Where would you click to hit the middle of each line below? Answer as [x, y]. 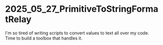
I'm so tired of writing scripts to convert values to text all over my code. [77, 33]
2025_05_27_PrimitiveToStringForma [82, 9]
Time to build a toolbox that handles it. [44, 38]
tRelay [18, 19]
